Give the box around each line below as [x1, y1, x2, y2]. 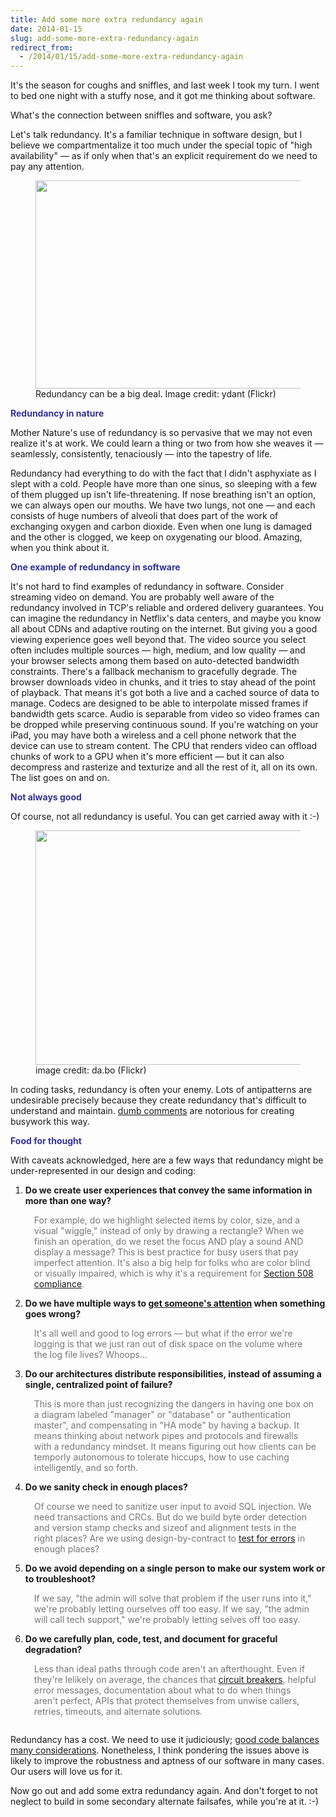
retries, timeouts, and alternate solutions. [33, 1706, 203, 1718]
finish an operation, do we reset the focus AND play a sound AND [33, 1236, 304, 1248]
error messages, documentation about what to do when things [33, 1684, 292, 1696]
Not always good [10, 791, 82, 803]
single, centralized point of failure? [24, 1379, 173, 1391]
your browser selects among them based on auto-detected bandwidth [10, 655, 300, 667]
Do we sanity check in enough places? [24, 1481, 188, 1493]
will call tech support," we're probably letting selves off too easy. [33, 1614, 301, 1626]
